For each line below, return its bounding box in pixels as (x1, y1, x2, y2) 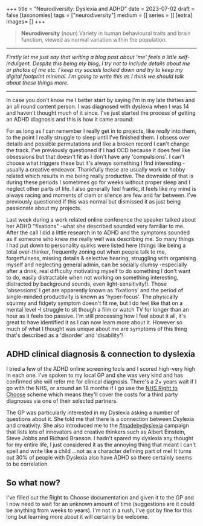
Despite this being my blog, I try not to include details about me (32, 60, 190, 67)
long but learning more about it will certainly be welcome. (6, 513, 149, 520)
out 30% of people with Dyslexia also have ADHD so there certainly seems (6, 454, 192, 461)
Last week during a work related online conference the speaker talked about (6, 216, 196, 223)
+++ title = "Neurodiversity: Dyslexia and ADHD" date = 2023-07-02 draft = (6, 5, 195, 12)
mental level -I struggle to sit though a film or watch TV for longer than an (6, 306, 189, 313)
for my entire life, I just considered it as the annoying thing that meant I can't (6, 441, 196, 448)
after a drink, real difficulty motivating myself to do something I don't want (6, 268, 191, 274)
